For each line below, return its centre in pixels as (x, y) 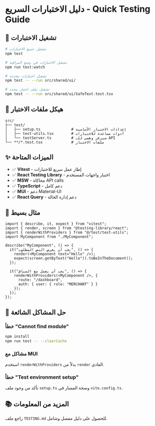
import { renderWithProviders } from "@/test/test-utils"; (67, 232)
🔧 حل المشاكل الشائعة (36, 312)
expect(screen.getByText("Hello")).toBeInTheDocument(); (74, 259)
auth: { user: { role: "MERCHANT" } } (58, 284)
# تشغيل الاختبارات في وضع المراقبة (36, 63)
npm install (17, 337)
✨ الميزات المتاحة (29, 157)
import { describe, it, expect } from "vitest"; (56, 224)
